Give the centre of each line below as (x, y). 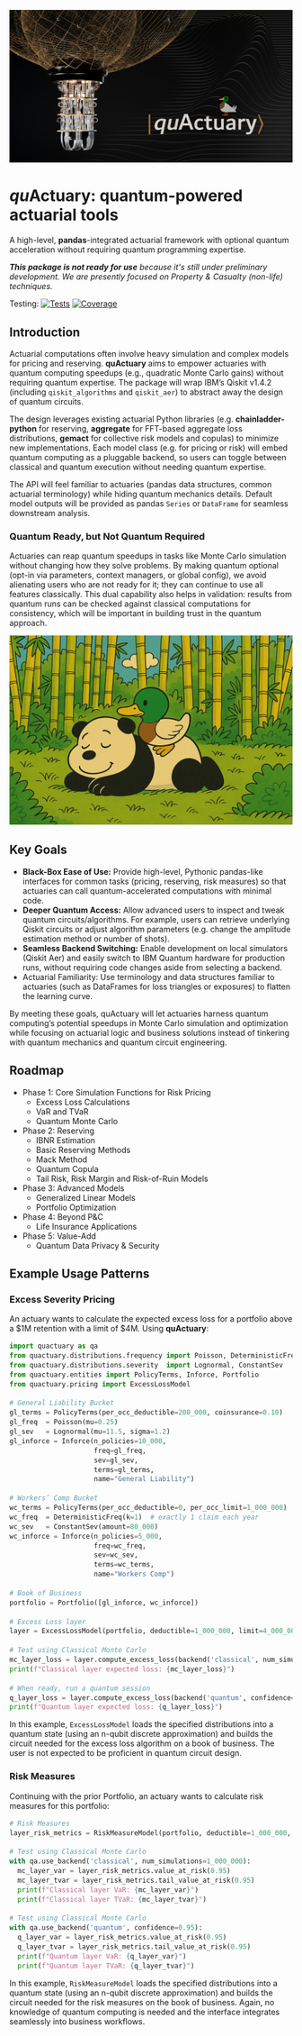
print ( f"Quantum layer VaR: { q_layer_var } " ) (102, 1956)
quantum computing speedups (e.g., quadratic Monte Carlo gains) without (147, 373)
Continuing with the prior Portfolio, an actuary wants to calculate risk (136, 1796)
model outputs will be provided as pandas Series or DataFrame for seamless (149, 503)
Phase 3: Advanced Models (73, 1188)
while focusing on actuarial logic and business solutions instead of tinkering (150, 1032)
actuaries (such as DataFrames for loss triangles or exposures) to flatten (156, 986)
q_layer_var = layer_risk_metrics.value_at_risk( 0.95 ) (122, 1938)
